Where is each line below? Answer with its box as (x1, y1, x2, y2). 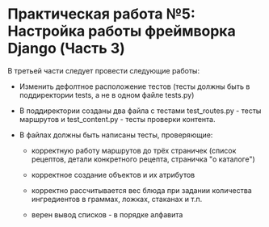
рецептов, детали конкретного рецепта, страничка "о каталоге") (31, 154, 255, 164)
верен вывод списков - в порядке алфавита (31, 209, 183, 219)
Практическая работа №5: (7, 5, 195, 23)
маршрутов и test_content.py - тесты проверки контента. (19, 114, 216, 124)
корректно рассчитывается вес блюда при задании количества (31, 185, 252, 195)
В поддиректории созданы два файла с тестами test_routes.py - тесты (19, 106, 262, 116)
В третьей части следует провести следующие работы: (7, 65, 200, 75)
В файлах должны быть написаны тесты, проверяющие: (19, 130, 213, 140)
